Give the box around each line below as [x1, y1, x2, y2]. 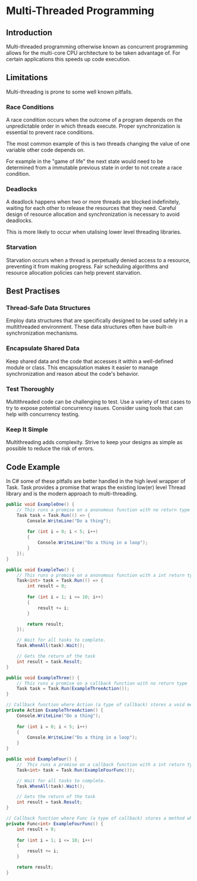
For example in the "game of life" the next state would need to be [6, 158, 164, 165]
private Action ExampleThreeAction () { [6, 708, 104, 713]
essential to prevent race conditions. [6, 129, 94, 136]
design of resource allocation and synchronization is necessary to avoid [6, 211, 180, 218]
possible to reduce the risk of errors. [6, 445, 95, 452]
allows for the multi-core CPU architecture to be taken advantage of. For [6, 49, 181, 56]
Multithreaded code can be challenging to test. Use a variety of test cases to [6, 398, 191, 405]
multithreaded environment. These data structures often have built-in [6, 323, 173, 331]
